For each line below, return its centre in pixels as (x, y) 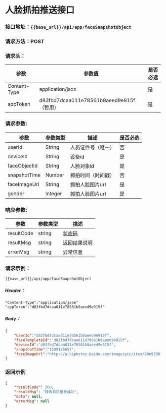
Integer (54, 193)
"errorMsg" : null (32, 401)
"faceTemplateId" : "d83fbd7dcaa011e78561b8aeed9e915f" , (72, 340)
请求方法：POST (25, 42)
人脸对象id (82, 166)
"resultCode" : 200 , (34, 387)
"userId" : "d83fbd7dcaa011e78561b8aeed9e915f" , (63, 336)
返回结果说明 (78, 242)
